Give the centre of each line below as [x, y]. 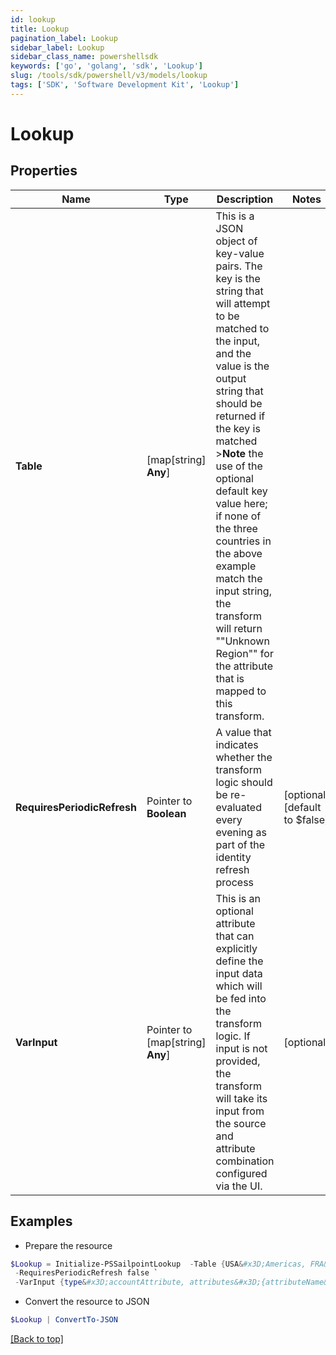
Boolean [166, 813]
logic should [244, 782]
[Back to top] [37, 1339]
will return [239, 628]
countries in [243, 541]
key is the [238, 278]
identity [233, 857]
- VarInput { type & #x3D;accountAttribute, [100, 1282]
